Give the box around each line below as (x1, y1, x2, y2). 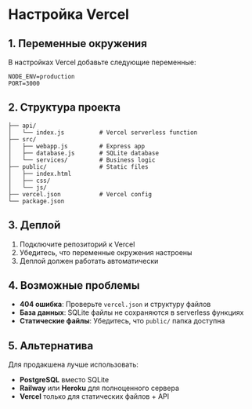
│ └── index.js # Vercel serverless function (8, 128, 198, 137)
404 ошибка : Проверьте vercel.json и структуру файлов (19, 300, 211, 309)
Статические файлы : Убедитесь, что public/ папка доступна (19, 316, 225, 326)
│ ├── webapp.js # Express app (8, 142, 146, 150)
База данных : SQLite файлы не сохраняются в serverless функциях (19, 308, 244, 317)
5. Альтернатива (8, 339, 94, 352)
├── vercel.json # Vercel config (8, 190, 153, 198)
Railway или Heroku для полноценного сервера (19, 383, 180, 393)
